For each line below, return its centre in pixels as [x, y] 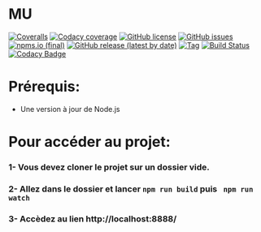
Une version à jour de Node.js [70, 109]
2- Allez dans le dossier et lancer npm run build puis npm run [131, 189]
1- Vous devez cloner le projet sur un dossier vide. [109, 167]
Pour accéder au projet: [89, 142]
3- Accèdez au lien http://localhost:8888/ [93, 218]
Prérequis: [44, 87]
